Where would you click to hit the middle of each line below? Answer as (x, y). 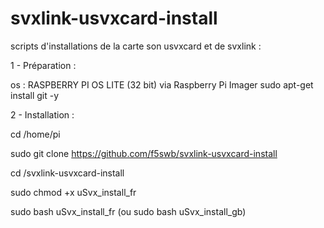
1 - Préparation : (43, 65)
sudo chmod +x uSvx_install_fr (73, 192)
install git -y (35, 95)
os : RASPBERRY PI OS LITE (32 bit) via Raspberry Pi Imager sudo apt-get (162, 84)
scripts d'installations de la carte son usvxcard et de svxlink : (136, 46)
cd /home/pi (35, 134)
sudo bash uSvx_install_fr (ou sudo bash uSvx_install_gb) (128, 211)
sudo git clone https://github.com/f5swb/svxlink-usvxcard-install (144, 153)
